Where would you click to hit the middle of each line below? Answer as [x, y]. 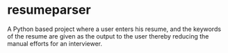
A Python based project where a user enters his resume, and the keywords [114, 29]
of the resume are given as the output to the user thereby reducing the [108, 36]
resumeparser [49, 10]
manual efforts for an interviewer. [55, 43]
